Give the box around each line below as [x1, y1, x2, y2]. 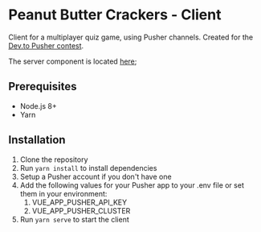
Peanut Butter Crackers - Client [8, 6, 222, 24]
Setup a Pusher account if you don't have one [19, 172, 172, 181]
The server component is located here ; [8, 56, 137, 66]
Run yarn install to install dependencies [19, 163, 157, 172]
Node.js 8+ [19, 101, 58, 110]
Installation [8, 133, 66, 147]
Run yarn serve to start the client [19, 214, 130, 224]
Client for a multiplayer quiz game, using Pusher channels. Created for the [8, 32, 254, 42]
